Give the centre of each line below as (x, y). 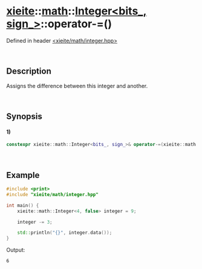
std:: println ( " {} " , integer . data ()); (65, 233)
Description (29, 71)
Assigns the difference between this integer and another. (77, 86)
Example (23, 175)
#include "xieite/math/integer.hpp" (52, 194)
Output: (16, 250)
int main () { (23, 205)
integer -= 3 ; (35, 222)
